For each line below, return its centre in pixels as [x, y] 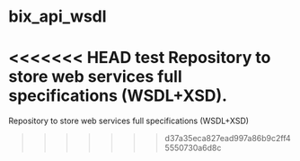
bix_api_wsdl [57, 17]
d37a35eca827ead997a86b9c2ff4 [228, 139]
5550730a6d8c [193, 148]
